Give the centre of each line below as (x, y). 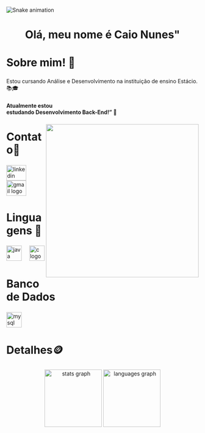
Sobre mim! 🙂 (41, 63)
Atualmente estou (30, 106)
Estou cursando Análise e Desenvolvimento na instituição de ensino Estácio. (102, 81)
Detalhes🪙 (35, 350)
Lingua (24, 217)
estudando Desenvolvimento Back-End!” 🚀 (62, 112)
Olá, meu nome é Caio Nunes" (103, 35)
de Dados (31, 297)
